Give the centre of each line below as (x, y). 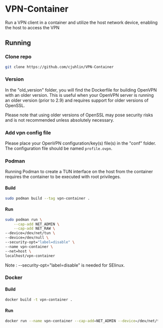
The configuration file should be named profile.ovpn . (59, 148)
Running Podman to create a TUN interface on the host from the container (79, 172)
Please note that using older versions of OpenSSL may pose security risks (79, 115)
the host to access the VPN (32, 27)
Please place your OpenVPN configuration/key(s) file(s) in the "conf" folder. (81, 143)
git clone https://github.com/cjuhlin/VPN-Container (59, 67)
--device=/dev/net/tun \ (30, 233)
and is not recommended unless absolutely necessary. (59, 120)
